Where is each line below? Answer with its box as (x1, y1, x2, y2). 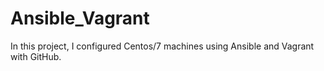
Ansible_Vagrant (10, 7, 150, 30)
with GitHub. (10, 50, 62, 62)
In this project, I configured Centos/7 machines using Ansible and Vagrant (10, 40, 315, 52)
